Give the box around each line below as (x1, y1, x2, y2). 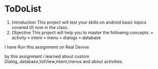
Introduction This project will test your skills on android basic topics (11, 19, 146, 25)
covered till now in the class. (11, 24, 69, 30)
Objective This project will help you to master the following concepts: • (11, 29, 154, 35)
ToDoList (4, 3, 42, 14)
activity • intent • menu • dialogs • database (11, 35, 101, 41)
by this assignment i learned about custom (4, 53, 90, 59)
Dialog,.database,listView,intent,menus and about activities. (4, 58, 124, 64)
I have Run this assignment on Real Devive (4, 44, 89, 50)
